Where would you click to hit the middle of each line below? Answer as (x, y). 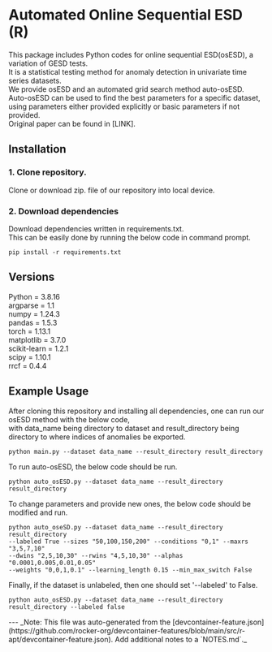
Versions (32, 277)
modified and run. (38, 512)
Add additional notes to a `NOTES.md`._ (181, 639)
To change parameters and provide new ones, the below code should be (130, 503)
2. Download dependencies (64, 211)
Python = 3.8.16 (35, 296)
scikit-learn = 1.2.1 (39, 348)
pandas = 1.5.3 (33, 322)
